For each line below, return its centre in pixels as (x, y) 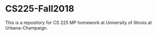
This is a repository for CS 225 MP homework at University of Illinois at (78, 22)
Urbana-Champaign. (26, 27)
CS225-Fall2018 (40, 9)
